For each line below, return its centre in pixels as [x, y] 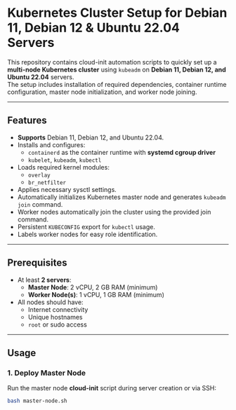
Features [27, 121]
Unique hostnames [55, 317]
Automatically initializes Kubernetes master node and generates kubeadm [122, 197]
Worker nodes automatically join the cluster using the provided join [114, 212]
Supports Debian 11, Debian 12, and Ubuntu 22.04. [91, 137]
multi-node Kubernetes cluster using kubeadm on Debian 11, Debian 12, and [117, 69]
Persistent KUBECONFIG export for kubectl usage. [86, 226]
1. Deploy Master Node [47, 373]
